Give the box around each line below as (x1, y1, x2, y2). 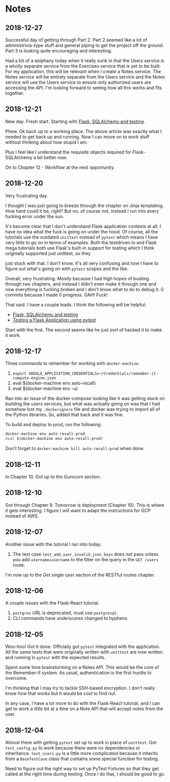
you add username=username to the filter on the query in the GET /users (12, 556, 159, 562)
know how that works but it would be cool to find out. (5, 690, 117, 696)
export (12, 371, 27, 376)
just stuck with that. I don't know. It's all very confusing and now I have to (5, 260, 159, 266)
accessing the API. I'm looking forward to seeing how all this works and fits (5, 85, 162, 91)
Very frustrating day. (5, 192, 48, 199)
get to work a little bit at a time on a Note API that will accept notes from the (5, 706, 163, 712)
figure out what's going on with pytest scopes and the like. (5, 266, 128, 272)
